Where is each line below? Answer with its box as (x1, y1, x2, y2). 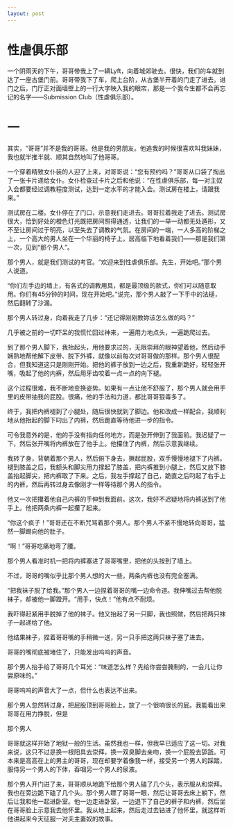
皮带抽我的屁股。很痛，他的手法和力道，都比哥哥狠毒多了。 (19, 392, 189, 400)
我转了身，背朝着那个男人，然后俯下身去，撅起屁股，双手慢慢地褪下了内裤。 (7, 454, 226, 462)
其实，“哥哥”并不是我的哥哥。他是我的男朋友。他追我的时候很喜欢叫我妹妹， (7, 144, 225, 152)
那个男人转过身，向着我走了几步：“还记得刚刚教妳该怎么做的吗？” (7, 313, 196, 322)
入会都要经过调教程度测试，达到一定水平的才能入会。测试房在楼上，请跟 (7, 185, 214, 193)
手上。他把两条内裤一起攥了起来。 (7, 503, 105, 511)
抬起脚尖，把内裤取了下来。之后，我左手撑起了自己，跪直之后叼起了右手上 (12, 471, 226, 479)
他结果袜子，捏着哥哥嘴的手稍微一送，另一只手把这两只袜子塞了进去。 (7, 633, 208, 641)
